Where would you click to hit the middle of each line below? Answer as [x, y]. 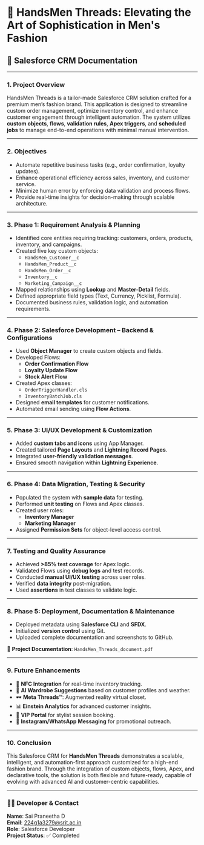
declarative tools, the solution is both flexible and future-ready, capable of [99, 775]
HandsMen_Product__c [51, 264]
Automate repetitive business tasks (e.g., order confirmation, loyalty [100, 165]
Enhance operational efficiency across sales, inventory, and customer [102, 178]
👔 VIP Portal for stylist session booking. [65, 715]
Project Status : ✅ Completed [43, 835]
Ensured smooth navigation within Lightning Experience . [87, 463]
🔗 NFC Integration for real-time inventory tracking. [79, 684]
